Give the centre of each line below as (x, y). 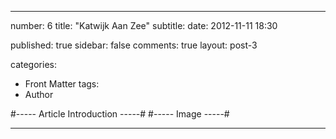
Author (39, 94)
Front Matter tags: (62, 84)
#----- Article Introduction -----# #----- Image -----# (120, 114)
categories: (33, 64)
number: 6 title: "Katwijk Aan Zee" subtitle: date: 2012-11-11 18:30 (144, 25)
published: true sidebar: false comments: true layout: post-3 (134, 45)
